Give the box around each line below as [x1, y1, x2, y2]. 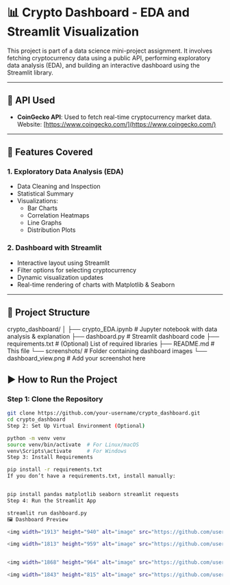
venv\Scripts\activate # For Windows [7, 447, 127, 454]
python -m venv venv [7, 434, 66, 441]
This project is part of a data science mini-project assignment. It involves [7, 47, 213, 55]
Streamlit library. [7, 68, 53, 77]
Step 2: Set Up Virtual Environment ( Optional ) [7, 422, 146, 429]
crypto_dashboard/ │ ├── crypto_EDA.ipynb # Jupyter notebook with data [7, 325, 218, 333]
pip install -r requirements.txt [7, 466, 103, 473]
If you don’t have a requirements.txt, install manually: [7, 473, 176, 480]
